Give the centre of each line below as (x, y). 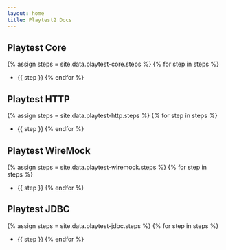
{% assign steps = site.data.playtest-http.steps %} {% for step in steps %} (112, 116)
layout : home (26, 13)
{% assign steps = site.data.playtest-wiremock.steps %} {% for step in (107, 167)
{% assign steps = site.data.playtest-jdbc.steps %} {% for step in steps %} (113, 226)
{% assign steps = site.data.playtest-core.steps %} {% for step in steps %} (113, 64)
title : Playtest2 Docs (39, 20)
